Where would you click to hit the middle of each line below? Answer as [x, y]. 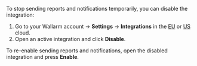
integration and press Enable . [43, 57]
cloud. [23, 33]
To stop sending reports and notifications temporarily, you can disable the [97, 9]
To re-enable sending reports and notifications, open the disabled [87, 51]
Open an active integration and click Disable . [70, 39]
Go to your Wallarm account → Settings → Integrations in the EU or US [103, 26]
